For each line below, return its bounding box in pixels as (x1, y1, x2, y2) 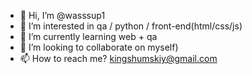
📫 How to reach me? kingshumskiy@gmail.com (19, 53, 218, 64)
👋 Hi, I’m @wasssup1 (19, 10, 106, 21)
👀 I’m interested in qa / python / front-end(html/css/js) (19, 20, 243, 32)
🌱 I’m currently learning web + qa (19, 31, 158, 42)
